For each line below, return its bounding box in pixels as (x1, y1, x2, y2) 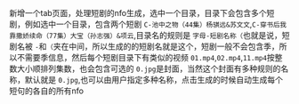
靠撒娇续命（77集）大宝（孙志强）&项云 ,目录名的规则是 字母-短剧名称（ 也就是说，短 (9, 30, 291, 40)
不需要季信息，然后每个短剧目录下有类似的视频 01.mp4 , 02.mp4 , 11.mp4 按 (16, 52, 275, 62)
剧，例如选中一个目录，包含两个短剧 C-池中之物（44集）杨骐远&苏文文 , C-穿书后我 (9, 19, 287, 29)
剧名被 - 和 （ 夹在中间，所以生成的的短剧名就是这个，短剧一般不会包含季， (9, 41, 280, 52)
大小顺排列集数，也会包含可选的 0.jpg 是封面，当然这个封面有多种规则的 (16, 63, 281, 74)
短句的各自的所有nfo (9, 85, 85, 96)
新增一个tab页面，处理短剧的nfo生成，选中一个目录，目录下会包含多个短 (9, 8, 275, 18)
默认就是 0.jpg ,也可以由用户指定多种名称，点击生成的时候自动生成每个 (24, 75, 283, 84)
